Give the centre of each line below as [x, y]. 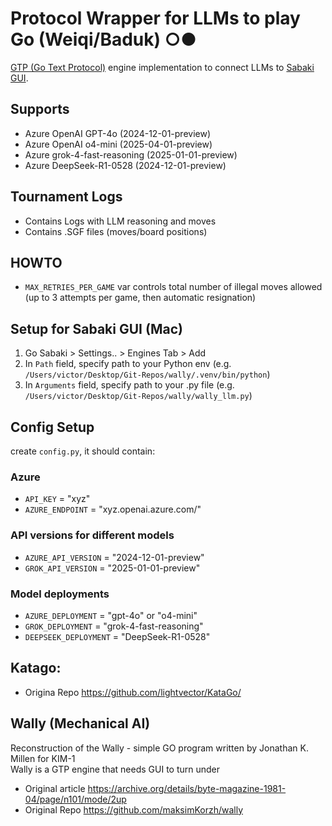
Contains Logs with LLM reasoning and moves [120, 221]
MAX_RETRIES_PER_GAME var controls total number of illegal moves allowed [173, 287]
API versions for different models [92, 535]
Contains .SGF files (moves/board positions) [116, 231]
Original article [55, 788]
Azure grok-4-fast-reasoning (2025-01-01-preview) [131, 154]
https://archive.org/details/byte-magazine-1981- [187, 788]
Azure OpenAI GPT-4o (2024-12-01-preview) [118, 133]
